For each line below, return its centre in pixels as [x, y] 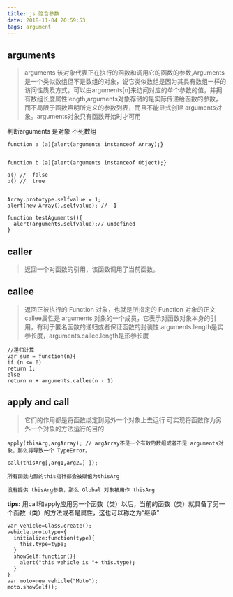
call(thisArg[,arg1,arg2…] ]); [53, 463]
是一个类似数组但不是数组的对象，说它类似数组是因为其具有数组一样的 [125, 82]
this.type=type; [44, 544]
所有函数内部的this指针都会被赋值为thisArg [63, 476]
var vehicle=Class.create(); [50, 526]
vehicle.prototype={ [37, 532]
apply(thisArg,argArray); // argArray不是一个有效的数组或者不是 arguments [113, 443]
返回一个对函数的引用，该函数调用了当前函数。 [91, 269]
